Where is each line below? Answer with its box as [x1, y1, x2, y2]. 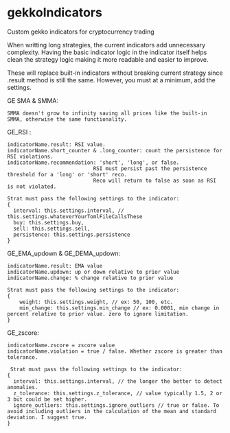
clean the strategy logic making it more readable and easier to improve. [7, 55, 209, 63]
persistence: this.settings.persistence [13, 231, 130, 238]
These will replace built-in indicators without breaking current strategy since [7, 69, 223, 77]
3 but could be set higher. [7, 396, 88, 403]
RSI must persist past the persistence [93, 165, 207, 172]
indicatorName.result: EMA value [7, 262, 103, 269]
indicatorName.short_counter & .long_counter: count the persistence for [7, 147, 223, 154]
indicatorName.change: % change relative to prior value [7, 274, 174, 281]
